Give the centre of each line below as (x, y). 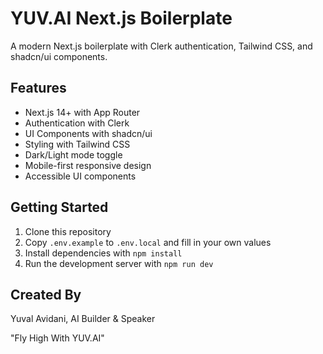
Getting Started (59, 207)
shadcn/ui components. (59, 56)
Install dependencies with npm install (103, 253)
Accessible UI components (80, 176)
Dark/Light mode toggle (73, 154)
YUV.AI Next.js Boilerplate (121, 18)
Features (38, 88)
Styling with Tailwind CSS (77, 144)
